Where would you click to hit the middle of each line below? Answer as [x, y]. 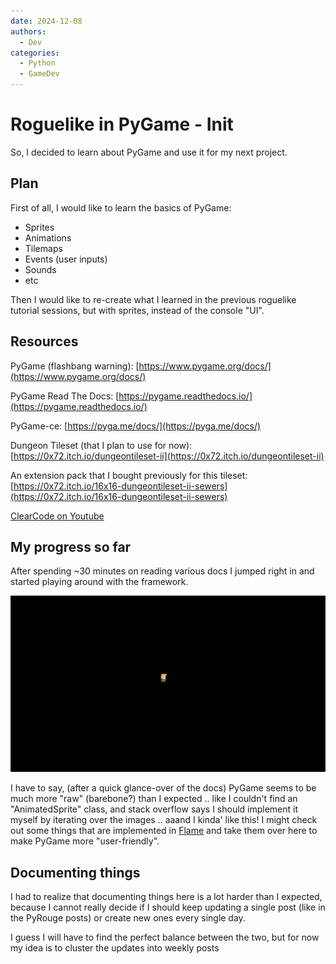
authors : [28, 31]
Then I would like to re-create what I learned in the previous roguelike [153, 299]
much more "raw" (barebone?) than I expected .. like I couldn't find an [154, 799]
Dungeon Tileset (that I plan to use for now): [101, 445]
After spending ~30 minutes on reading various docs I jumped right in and [162, 571]
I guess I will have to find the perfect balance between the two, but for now [165, 937]
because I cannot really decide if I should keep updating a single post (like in [168, 907]
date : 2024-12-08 [46, 21]
